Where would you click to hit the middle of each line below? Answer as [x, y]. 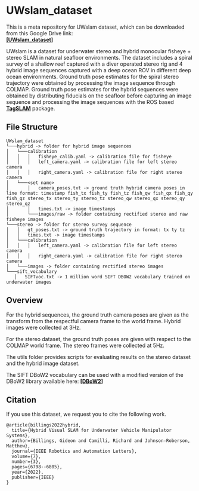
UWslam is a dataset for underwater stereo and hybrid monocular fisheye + [99, 51]
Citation [21, 400]
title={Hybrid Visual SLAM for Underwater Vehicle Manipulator [91, 431]
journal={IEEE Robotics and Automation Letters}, [74, 452]
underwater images [29, 282]
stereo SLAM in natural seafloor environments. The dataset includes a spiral [99, 57]
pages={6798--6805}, [37, 467]
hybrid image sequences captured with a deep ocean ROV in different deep [99, 70]
